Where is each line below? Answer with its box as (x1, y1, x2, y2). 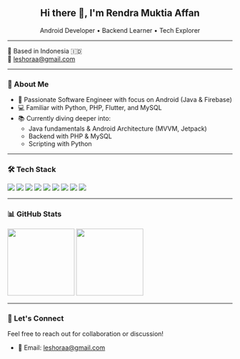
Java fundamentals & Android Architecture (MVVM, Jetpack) (28, 124, 207, 133)
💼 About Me (7, 79, 49, 89)
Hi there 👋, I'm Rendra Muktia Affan (40, 7, 200, 19)
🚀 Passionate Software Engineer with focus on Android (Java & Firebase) (17, 96, 232, 104)
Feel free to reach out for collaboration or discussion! (7, 330, 164, 338)
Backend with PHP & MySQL (28, 132, 112, 141)
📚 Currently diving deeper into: (17, 114, 111, 123)
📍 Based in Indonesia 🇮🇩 (7, 46, 82, 55)
